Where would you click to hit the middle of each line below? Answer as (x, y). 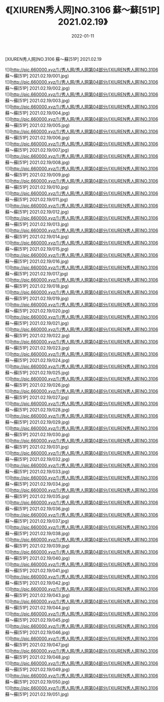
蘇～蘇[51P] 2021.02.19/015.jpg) (37, 249)
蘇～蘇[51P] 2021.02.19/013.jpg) (37, 224)
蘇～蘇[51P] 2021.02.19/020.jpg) (37, 311)
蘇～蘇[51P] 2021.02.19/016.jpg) (37, 261)
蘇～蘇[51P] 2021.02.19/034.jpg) (37, 484)
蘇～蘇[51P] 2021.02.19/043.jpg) (37, 595)
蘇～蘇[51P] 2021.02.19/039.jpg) (37, 546)
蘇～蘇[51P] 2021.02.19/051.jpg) (37, 694)
